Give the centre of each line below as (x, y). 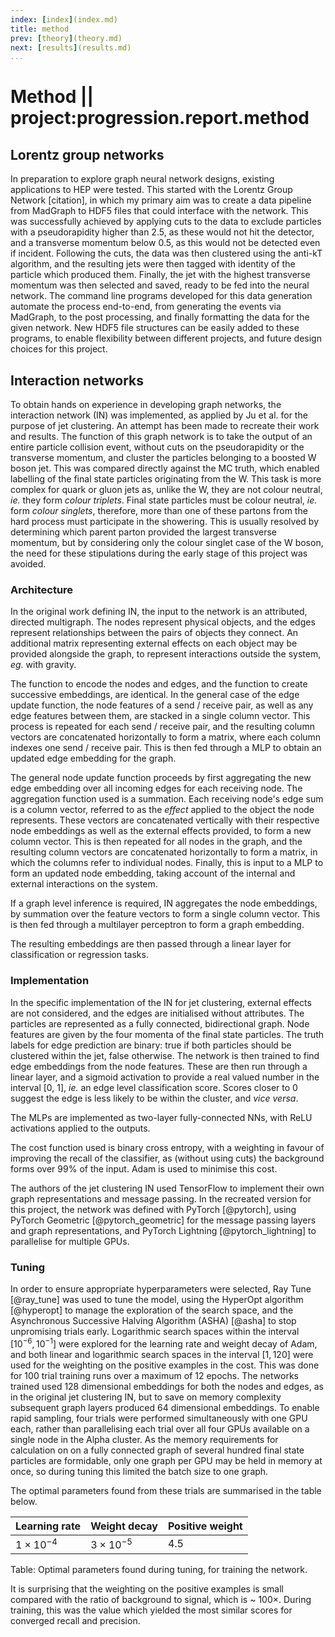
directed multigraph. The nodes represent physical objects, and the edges (163, 622)
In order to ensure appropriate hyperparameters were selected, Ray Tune (161, 1288)
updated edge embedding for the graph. (93, 758)
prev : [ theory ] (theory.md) (66, 38)
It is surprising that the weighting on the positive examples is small (147, 1588)
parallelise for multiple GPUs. (70, 1241)
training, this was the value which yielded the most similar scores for (151, 1610)
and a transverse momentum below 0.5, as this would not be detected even (165, 243)
